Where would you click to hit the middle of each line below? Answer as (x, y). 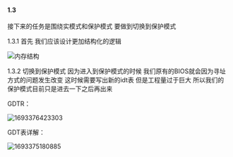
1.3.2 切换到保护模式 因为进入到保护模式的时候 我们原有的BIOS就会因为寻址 (116, 71)
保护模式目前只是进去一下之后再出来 (60, 89)
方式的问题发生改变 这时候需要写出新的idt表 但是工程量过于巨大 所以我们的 (116, 80)
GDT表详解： (26, 132)
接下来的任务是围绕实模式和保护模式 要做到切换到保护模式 (92, 26)
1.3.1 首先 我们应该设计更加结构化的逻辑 (65, 42)
